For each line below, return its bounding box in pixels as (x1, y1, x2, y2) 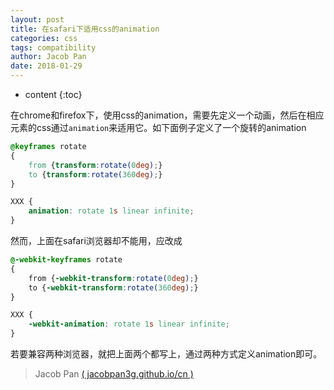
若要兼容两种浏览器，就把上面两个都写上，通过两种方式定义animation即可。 (10, 348, 323, 360)
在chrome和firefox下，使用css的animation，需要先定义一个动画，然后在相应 (10, 109, 325, 121)
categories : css (10, 33, 78, 43)
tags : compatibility (10, 42, 97, 53)
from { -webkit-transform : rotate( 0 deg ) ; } (28, 273, 199, 283)
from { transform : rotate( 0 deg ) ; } (28, 160, 163, 170)
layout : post (10, 14, 65, 25)
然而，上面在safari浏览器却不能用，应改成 (10, 235, 183, 246)
